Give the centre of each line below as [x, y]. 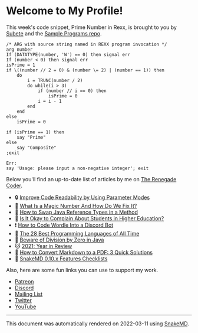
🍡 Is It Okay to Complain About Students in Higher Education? [89, 218]
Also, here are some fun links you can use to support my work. [82, 270]
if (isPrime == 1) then [35, 132]
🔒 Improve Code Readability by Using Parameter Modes [82, 197]
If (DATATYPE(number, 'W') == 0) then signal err [68, 54]
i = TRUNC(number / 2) [55, 80]
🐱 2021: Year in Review [43, 246]
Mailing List [29, 294]
